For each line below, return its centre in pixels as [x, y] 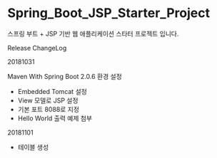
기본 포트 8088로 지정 [49, 109]
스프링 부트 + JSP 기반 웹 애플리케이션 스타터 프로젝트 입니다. [93, 33]
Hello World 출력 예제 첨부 [55, 118]
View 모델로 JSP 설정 [48, 100]
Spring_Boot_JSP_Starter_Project [109, 13]
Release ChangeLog [37, 48]
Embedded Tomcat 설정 [52, 91]
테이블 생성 [33, 147]
